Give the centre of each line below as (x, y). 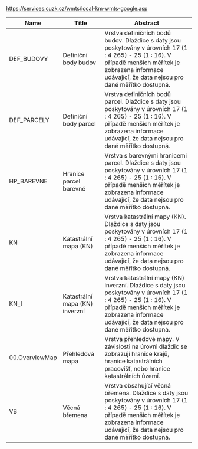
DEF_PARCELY (29, 120)
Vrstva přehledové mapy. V (142, 339)
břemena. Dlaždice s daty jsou (146, 393)
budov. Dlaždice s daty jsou (143, 40)
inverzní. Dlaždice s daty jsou (145, 285)
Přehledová (78, 354)
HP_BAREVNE (29, 181)
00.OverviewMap (33, 358)
